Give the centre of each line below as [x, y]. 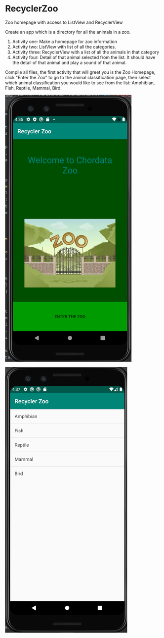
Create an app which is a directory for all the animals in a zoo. [68, 32]
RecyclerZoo [32, 9]
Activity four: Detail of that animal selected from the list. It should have [84, 57]
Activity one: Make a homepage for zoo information [64, 41]
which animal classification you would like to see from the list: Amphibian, [80, 83]
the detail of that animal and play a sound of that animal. [69, 62]
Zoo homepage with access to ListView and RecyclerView [64, 22]
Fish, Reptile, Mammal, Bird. [33, 88]
